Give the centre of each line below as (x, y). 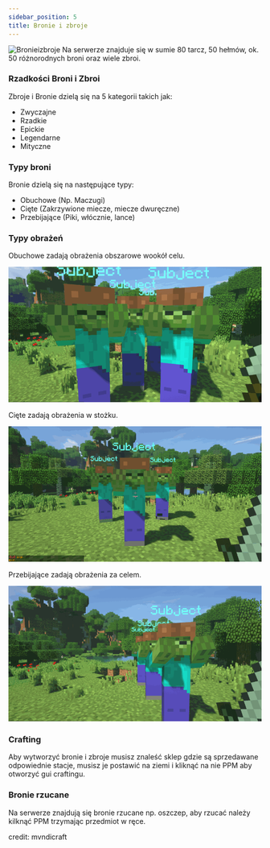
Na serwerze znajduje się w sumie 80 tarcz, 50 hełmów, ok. (161, 49)
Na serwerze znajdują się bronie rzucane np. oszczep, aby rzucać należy (129, 813)
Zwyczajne (38, 112)
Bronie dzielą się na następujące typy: (71, 184)
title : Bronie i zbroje (48, 25)
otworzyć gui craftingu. (47, 774)
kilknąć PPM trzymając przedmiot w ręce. (77, 821)
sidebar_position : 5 (43, 17)
